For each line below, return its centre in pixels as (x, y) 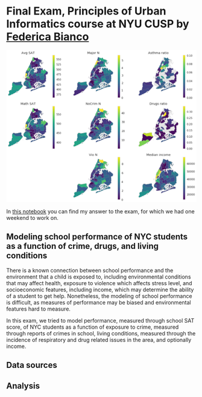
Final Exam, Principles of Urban (86, 11)
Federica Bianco (48, 37)
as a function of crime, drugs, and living (82, 246)
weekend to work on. (33, 218)
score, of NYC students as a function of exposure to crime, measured (93, 327)
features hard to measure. (39, 309)
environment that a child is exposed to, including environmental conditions (99, 277)
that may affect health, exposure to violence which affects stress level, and (99, 283)
